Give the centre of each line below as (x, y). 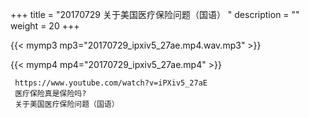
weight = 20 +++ (45, 26)
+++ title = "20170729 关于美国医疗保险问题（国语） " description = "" (155, 14)
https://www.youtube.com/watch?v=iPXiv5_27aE (111, 83)
